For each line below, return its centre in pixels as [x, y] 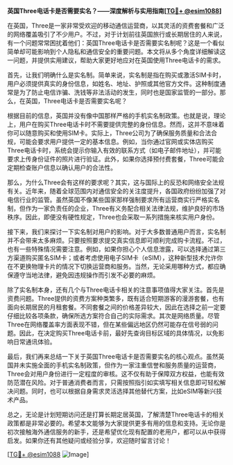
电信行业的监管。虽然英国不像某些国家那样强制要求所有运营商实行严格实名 [113, 200]
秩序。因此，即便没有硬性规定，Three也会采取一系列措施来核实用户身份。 [113, 217]
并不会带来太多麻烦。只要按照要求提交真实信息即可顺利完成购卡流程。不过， [116, 240]
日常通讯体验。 [34, 342]
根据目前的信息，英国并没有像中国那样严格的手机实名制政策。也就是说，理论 [116, 116]
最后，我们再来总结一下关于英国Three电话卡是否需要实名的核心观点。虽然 [113, 357]
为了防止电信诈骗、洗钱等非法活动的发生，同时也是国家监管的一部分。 [119, 92]
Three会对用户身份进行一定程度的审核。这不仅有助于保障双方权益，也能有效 [116, 374]
